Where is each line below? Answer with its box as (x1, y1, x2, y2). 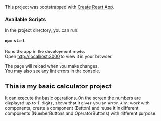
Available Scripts (5, 16, 46, 23)
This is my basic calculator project (5, 82, 112, 90)
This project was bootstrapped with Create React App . (5, 4, 115, 10)
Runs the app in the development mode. (5, 48, 85, 54)
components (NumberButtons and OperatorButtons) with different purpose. (5, 110, 157, 116)
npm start (5, 38, 25, 43)
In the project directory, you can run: (5, 27, 79, 33)
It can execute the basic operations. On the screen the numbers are (5, 95, 141, 101)
